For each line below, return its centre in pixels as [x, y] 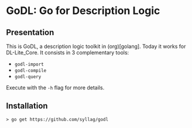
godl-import [29, 64]
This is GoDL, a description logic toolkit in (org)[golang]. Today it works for [96, 46]
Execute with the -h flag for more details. [55, 88]
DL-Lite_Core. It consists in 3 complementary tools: [68, 53]
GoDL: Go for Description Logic [83, 11]
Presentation [30, 32]
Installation [27, 106]
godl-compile [30, 71]
